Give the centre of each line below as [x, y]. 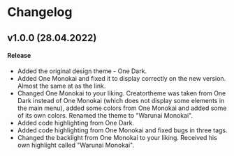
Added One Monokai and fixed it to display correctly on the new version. [122, 78]
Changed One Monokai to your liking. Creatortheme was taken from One [122, 93]
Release [19, 56]
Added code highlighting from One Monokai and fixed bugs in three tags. [123, 130]
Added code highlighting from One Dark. [76, 123]
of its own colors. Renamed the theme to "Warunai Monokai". [105, 115]
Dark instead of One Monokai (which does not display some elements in [121, 100]
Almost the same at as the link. [61, 86]
